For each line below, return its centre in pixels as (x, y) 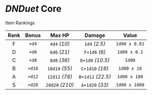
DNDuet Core (33, 9)
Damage (95, 35)
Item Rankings (20, 23)
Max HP (60, 35)
